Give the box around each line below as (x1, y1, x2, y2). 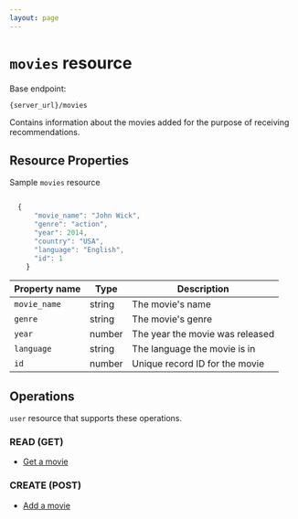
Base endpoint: (9, 83, 67, 94)
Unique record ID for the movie (132, 357, 265, 370)
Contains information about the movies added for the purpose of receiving (9, 116, 290, 128)
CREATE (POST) (9, 479, 82, 492)
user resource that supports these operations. (9, 413, 183, 424)
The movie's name (132, 298, 212, 311)
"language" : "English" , (33, 245, 125, 254)
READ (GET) (9, 436, 64, 449)
